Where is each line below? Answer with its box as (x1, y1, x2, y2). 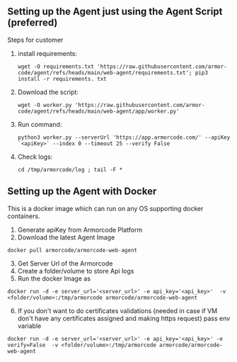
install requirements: (17, 49, 78, 57)
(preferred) (7, 17, 58, 29)
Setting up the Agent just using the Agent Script (7, 6, 223, 18)
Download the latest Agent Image (17, 233, 115, 242)
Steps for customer (7, 35, 64, 44)
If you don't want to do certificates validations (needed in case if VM (17, 306, 218, 315)
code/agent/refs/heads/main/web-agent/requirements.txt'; (17, 69, 192, 77)
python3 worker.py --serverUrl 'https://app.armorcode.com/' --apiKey (17, 134, 231, 141)
